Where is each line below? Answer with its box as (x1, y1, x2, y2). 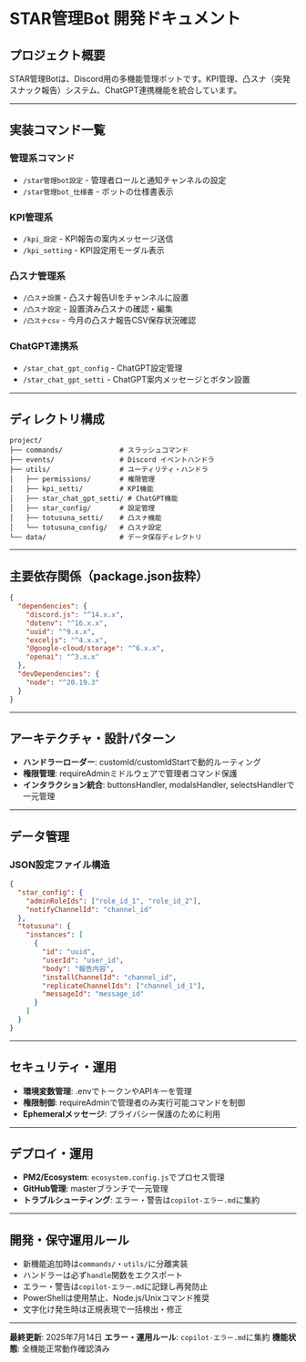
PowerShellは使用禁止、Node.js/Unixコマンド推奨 (22, 1293, 209, 1304)
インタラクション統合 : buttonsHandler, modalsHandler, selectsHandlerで (22, 780, 295, 791)
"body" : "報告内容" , (42, 964, 115, 973)
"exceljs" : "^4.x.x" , (25, 635, 107, 645)
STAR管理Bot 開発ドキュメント (9, 8, 241, 29)
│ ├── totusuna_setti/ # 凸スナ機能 (9, 514, 162, 523)
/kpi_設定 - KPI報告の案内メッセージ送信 (22, 233, 174, 244)
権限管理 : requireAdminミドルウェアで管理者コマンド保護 (22, 768, 239, 779)
